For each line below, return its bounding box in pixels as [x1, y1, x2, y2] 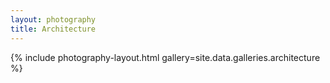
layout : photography [10, 14, 97, 25]
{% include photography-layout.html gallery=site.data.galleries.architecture [10, 51, 321, 63]
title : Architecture [10, 24, 97, 34]
